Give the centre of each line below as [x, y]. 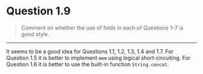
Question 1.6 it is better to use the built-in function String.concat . [88, 64]
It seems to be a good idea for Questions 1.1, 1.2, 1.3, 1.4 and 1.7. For [90, 51]
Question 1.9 [38, 11]
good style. [35, 34]
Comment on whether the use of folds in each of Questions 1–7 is [102, 28]
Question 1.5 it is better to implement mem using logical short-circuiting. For [98, 58]
